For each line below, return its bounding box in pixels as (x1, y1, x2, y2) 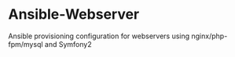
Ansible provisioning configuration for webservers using (8, 31, 190, 41)
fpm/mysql (8, 39, 43, 48)
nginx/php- (191, 31, 228, 41)
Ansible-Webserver (8, 5, 140, 23)
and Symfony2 (44, 39, 92, 48)
